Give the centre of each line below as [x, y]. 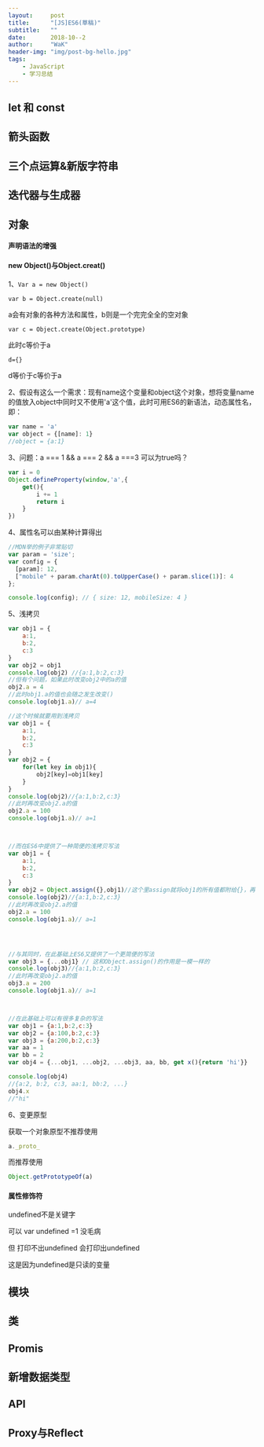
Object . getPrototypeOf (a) [50, 1177]
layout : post [37, 15]
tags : [17, 60]
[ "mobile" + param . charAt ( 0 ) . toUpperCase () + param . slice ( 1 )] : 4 [125, 576]
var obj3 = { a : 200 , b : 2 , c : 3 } [54, 1041]
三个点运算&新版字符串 [64, 166]
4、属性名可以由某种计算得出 [55, 532]
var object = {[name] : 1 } [50, 434]
